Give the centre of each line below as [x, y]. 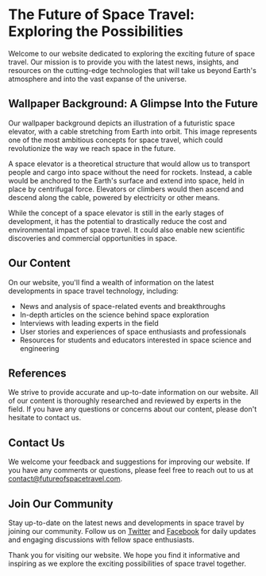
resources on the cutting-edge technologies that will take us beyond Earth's [132, 70]
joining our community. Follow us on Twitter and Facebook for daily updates [132, 531]
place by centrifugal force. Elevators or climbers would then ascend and [126, 189]
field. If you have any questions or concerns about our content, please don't [133, 409]
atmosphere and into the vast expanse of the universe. [98, 79]
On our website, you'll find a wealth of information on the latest [111, 282]
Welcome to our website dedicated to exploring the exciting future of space [132, 53]
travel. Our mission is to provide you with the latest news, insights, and [123, 62]
